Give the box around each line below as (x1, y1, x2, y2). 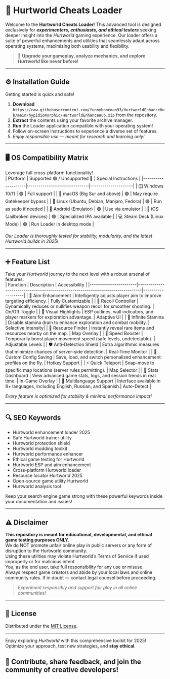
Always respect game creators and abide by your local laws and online (5, 569, 153, 575)
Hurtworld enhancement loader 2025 (12, 429, 90, 436)
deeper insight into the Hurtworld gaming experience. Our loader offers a (5, 32, 158, 38)
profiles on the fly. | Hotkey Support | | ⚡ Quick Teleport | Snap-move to (5, 360, 155, 366)
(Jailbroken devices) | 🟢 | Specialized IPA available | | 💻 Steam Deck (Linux (5, 213, 163, 219)
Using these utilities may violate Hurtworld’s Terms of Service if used (5, 553, 149, 559)
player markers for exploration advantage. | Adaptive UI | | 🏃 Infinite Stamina (5, 314, 164, 320)
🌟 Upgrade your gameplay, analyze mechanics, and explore (17, 53, 146, 59)
